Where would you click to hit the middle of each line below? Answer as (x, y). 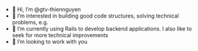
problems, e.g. (30, 22)
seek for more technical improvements (60, 35)
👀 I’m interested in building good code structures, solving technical (95, 16)
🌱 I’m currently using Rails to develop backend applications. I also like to (102, 29)
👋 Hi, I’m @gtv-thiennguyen (46, 9)
